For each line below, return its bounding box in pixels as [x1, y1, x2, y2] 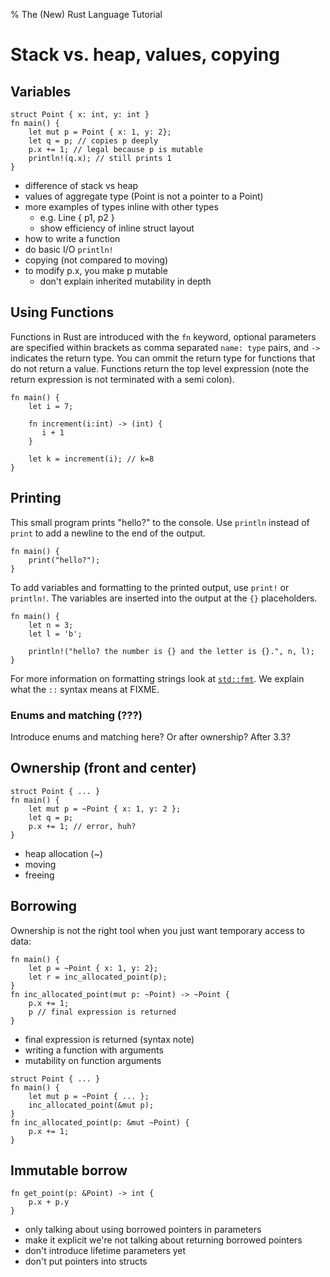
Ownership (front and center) [10, 760, 197, 777]
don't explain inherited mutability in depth [39, 275, 212, 287]
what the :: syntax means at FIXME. [10, 683, 160, 695]
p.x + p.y [28, 1197, 70, 1208]
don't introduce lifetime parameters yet [24, 1245, 187, 1257]
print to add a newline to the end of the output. [10, 527, 206, 539]
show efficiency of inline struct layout [39, 222, 195, 234]
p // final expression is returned [28, 1007, 177, 1017]
